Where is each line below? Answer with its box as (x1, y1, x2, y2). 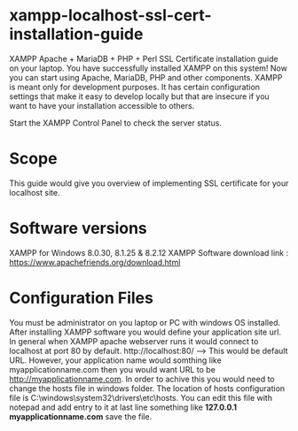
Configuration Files (9, 289, 153, 308)
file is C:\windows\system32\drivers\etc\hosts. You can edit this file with (9, 392, 273, 403)
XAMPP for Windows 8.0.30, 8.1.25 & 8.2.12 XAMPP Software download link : (9, 247, 289, 258)
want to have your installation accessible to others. (9, 100, 195, 111)
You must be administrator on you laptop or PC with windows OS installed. (9, 317, 281, 327)
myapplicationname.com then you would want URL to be (9, 364, 216, 374)
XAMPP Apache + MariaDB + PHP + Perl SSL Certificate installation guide (9, 53, 278, 64)
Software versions (9, 219, 148, 239)
